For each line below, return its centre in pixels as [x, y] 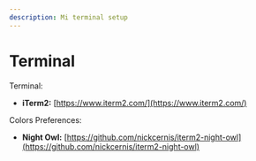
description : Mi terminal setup [68, 17]
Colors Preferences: [45, 119]
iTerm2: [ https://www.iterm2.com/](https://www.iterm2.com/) [134, 103]
